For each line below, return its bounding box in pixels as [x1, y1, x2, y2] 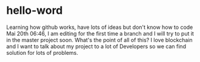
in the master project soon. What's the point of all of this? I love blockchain [6, 36, 193, 43]
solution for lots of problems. [6, 49, 79, 56]
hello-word [6, 4, 63, 17]
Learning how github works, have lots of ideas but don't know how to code [6, 23, 193, 31]
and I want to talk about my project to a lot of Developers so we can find [6, 43, 187, 50]
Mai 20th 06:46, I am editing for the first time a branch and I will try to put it [6, 29, 194, 37]
